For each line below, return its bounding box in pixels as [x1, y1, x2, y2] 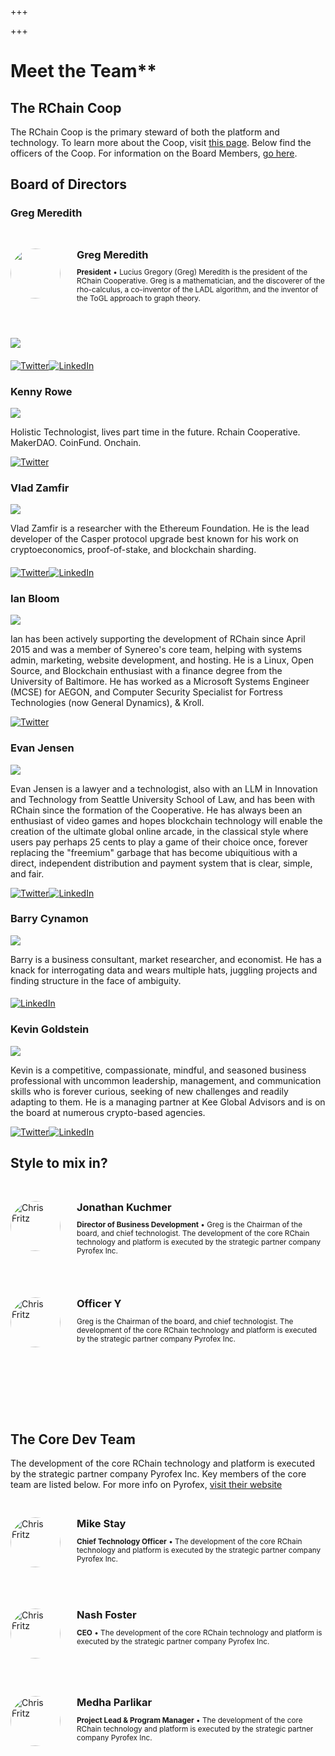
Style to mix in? [10, 1155, 108, 1172]
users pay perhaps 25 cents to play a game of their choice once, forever [10, 836, 308, 848]
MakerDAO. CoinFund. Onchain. [10, 437, 142, 449]
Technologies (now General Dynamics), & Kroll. [10, 697, 205, 709]
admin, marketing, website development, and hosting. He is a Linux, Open [10, 654, 315, 666]
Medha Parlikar [76, 1695, 153, 1709]
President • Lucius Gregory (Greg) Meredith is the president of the [76, 267, 308, 278]
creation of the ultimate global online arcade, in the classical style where [10, 825, 309, 837]
